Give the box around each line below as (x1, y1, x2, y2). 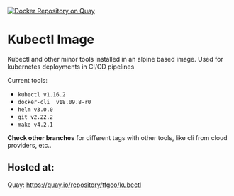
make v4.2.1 (17, 121, 53, 128)
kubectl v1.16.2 (17, 91, 66, 98)
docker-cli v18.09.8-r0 (17, 98, 91, 105)
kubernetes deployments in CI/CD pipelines (7, 62, 135, 71)
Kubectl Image (7, 32, 95, 47)
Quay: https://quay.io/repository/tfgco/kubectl (7, 180, 142, 189)
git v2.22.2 (17, 113, 53, 120)
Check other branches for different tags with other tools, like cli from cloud (7, 133, 228, 142)
